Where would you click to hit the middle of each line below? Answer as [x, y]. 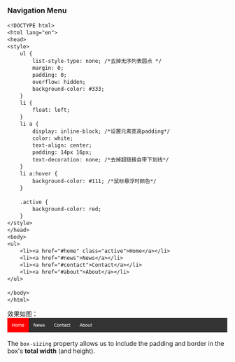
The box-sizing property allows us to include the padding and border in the [116, 343]
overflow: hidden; [59, 82]
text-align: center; [62, 145]
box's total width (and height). [51, 351]
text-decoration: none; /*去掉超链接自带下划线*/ [101, 160]
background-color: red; [67, 209]
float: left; [51, 110]
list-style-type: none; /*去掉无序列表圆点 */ [97, 61]
